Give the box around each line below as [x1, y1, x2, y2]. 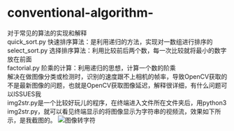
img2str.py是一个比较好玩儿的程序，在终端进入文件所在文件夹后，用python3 [7, 98, 227, 107]
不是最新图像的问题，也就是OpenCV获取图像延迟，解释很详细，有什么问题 [7, 81, 221, 89]
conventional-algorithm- [7, 5, 154, 21]
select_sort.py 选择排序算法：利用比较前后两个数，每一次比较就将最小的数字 [7, 46, 227, 54]
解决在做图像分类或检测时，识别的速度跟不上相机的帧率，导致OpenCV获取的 [7, 72, 228, 81]
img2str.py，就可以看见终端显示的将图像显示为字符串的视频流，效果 [7, 107, 203, 116]
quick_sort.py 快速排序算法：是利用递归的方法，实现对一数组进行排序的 [7, 37, 213, 46]
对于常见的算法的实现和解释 [7, 29, 87, 37]
